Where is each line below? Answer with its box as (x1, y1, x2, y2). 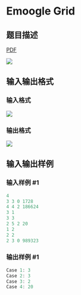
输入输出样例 (6, 159, 54, 169)
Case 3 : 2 (6, 278, 31, 285)
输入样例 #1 (6, 178, 39, 187)
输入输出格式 (6, 77, 54, 87)
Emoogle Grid (6, 4, 76, 18)
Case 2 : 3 (6, 273, 31, 279)
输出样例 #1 (6, 253, 39, 261)
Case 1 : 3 (6, 267, 31, 273)
